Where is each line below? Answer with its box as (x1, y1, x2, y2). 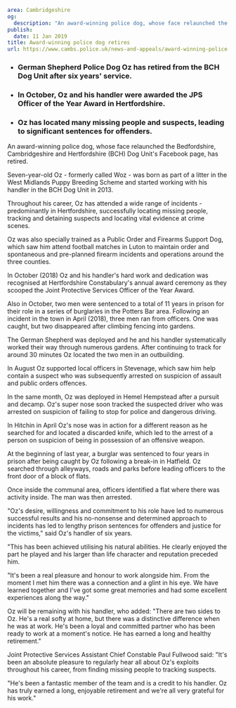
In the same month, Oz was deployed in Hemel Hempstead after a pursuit (7, 393, 220, 401)
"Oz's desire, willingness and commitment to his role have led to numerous (7, 507, 224, 515)
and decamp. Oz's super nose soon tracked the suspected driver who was (7, 400, 223, 408)
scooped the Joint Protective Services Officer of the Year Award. (7, 286, 195, 295)
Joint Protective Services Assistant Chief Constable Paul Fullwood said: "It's (7, 650, 228, 659)
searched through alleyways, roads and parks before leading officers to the (7, 465, 226, 473)
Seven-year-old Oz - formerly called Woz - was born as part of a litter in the (7, 171, 228, 179)
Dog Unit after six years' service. (17, 71, 132, 81)
